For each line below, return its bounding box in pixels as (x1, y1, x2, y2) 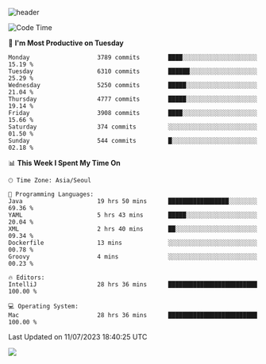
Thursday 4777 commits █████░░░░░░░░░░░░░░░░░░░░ (8, 95, 258, 103)
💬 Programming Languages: (8, 190, 94, 198)
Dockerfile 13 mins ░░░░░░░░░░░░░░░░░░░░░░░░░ (8, 239, 258, 247)
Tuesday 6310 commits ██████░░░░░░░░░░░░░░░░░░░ (8, 67, 258, 75)
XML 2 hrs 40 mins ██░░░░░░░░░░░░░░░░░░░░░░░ (8, 225, 258, 233)
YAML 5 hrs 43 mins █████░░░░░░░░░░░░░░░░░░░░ (8, 211, 258, 219)
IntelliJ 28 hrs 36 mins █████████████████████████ (8, 281, 258, 289)
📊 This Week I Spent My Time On (8, 159, 121, 167)
